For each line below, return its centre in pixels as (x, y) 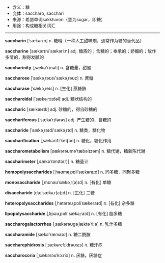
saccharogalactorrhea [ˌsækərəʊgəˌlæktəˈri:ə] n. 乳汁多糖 (64, 224)
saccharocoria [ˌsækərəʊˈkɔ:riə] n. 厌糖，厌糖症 (54, 255)
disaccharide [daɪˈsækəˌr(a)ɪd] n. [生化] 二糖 (50, 193)
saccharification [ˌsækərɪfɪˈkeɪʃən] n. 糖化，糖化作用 (58, 141)
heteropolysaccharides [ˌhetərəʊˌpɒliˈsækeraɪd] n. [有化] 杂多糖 (70, 203)
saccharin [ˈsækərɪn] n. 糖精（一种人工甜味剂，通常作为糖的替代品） (75, 40)
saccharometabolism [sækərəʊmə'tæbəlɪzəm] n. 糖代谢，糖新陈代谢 (75, 151)
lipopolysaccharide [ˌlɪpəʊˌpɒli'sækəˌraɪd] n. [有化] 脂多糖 (64, 213)
